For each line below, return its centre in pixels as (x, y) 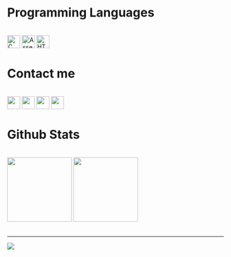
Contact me (41, 74)
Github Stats (44, 135)
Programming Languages (81, 13)
